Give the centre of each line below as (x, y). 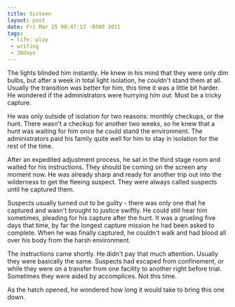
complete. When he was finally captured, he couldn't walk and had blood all (117, 233)
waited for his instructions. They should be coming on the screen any (107, 167)
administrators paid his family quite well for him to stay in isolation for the (113, 138)
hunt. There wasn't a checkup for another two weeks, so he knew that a (111, 123)
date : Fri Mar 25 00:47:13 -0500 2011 (64, 27)
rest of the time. (31, 146)
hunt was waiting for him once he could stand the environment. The (105, 131)
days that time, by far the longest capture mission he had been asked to (111, 225)
